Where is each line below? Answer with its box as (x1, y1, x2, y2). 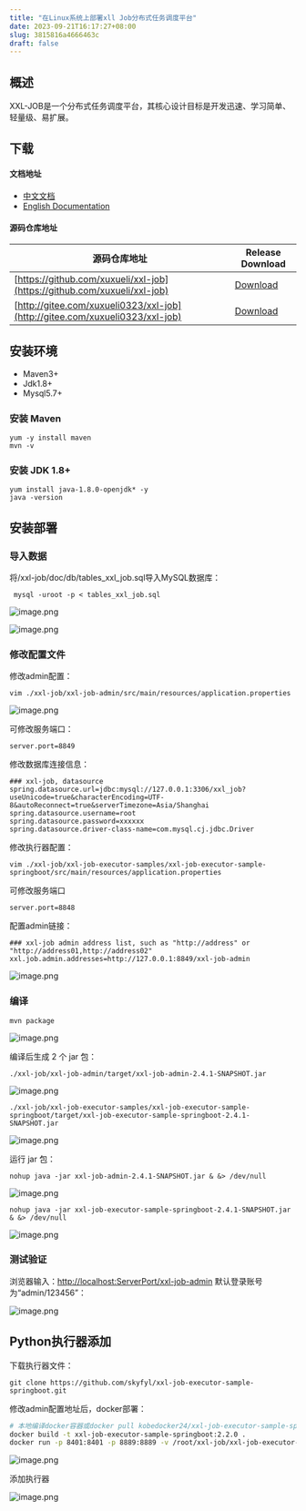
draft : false (9, 38, 59, 48)
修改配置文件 (9, 648, 66, 661)
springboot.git (9, 1385, 67, 1395)
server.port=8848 (9, 903, 76, 913)
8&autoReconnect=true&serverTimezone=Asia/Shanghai (9, 801, 209, 810)
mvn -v (9, 441, 35, 451)
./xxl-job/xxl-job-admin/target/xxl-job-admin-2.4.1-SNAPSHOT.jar (9, 1069, 267, 1079)
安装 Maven (9, 411, 62, 424)
